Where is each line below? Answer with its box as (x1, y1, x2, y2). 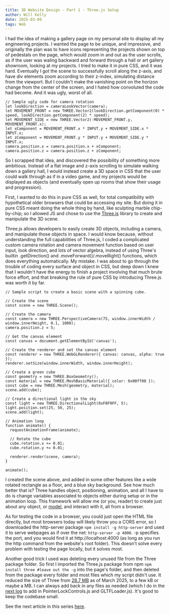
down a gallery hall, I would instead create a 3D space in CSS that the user (5, 168, 161, 174)
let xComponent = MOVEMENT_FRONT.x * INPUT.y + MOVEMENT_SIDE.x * (5, 126, 149, 131)
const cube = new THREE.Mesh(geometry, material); (5, 383, 115, 388)
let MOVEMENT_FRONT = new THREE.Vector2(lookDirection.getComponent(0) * (5, 108, 165, 113)
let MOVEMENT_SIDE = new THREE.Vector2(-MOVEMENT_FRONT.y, (5, 118, 133, 123)
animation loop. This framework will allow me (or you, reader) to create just (5, 498, 162, 504)
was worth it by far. (5, 280, 46, 286)
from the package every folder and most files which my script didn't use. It (5, 572, 161, 578)
